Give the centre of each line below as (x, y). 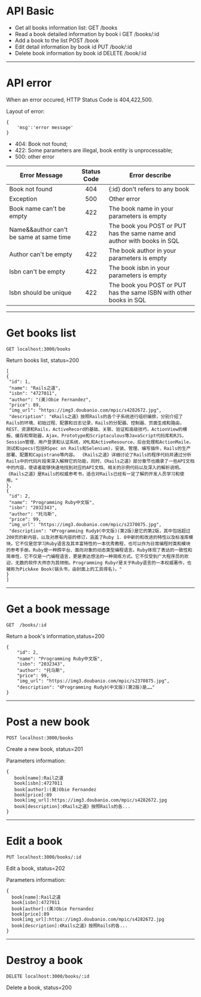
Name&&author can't (38, 229)
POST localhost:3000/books (40, 738)
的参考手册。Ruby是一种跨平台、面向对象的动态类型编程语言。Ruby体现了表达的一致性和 (99, 550)
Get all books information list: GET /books (66, 28)
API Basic (31, 11)
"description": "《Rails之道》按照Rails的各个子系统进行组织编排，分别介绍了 (96, 416)
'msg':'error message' (45, 127)
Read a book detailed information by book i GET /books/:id (87, 34)
